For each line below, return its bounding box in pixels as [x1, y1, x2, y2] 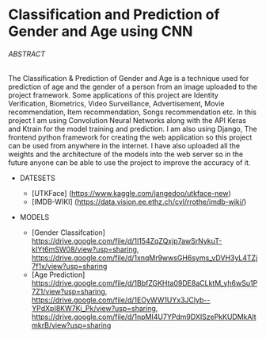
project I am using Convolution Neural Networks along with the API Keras [8, 116, 247, 125]
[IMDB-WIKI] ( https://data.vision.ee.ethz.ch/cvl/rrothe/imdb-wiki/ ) [31, 197, 247, 207]
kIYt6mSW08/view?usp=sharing [31, 244, 137, 255]
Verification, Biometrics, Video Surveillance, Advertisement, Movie [8, 99, 225, 109]
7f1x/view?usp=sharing [31, 262, 108, 271]
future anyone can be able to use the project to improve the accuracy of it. [8, 158, 251, 167]
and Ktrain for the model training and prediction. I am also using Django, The [8, 125, 257, 134]
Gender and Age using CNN [8, 22, 193, 40]
